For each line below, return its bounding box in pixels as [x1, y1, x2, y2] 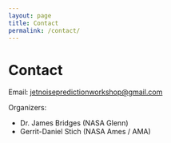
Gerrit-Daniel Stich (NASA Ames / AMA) [19, 127, 152, 137]
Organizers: [8, 103, 47, 113]
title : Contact [8, 19, 59, 27]
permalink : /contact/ [8, 26, 81, 34]
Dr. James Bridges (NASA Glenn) [19, 118, 129, 128]
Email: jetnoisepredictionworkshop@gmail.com [8, 87, 163, 97]
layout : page [8, 11, 52, 20]
